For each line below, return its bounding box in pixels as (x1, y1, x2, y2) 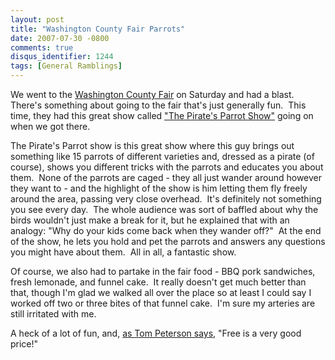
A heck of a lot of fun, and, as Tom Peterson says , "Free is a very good (10, 327, 302, 339)
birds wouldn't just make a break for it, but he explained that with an (10, 214, 290, 226)
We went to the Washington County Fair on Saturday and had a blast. (10, 89, 295, 100)
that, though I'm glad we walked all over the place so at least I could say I (10, 287, 312, 298)
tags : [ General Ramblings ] (10, 61, 123, 71)
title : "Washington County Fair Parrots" (10, 24, 186, 34)
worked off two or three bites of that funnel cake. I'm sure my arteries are (10, 297, 316, 309)
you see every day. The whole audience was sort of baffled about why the (10, 204, 319, 215)
